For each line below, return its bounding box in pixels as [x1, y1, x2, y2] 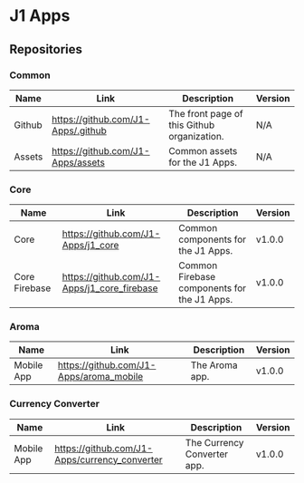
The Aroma [190, 359, 238, 372]
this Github [168, 119, 215, 131]
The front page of [168, 107, 243, 120]
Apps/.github [51, 124, 107, 137]
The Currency [185, 436, 244, 449]
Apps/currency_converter [53, 453, 163, 466]
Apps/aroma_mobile [57, 371, 144, 383]
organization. [168, 130, 224, 142]
